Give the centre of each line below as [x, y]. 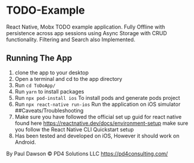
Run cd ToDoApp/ [35, 85]
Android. [25, 142]
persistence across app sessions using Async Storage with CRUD [87, 33]
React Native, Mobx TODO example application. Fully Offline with [86, 27]
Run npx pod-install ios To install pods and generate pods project [97, 98]
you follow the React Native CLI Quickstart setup [74, 129]
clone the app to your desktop [52, 73]
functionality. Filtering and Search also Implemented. [71, 39]
